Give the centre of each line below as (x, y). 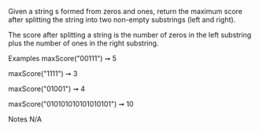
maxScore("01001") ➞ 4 (47, 89)
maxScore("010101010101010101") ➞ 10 (71, 104)
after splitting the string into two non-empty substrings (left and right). (122, 20)
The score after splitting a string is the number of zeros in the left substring (130, 35)
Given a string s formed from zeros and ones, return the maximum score (125, 11)
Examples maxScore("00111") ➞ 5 (62, 58)
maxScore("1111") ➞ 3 (43, 73)
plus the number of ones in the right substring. (83, 43)
